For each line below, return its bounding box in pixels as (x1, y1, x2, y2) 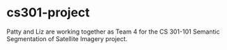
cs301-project (6, 5, 90, 21)
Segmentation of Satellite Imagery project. (6, 34, 128, 42)
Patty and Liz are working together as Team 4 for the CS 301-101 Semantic (6, 27, 220, 36)
